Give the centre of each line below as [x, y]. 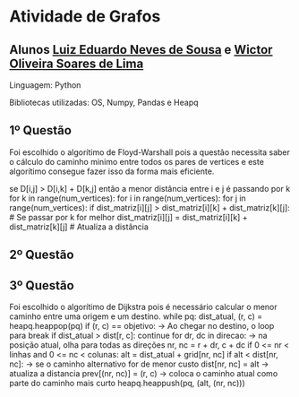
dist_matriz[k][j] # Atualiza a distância [79, 227]
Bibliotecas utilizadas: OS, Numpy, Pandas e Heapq [104, 102]
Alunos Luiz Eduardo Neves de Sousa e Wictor [141, 50]
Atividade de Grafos [85, 17]
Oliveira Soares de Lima [77, 63]
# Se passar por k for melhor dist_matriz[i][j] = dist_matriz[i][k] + [128, 217]
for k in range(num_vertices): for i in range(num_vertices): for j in [128, 198]
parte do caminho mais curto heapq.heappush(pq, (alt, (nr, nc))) [128, 384]
